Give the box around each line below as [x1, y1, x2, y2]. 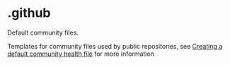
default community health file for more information [7, 49, 154, 58]
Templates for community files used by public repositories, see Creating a [7, 42, 223, 50]
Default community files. [7, 28, 79, 37]
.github [7, 5, 51, 21]
